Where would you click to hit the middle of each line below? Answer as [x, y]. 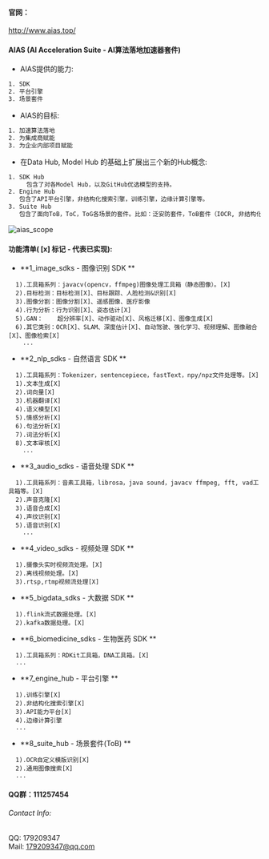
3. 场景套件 [26, 99]
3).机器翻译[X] [38, 401]
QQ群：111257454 [39, 794]
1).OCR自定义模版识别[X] [52, 761]
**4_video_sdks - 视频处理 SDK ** [77, 548]
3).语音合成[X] [38, 508]
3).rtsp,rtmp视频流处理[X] [58, 582]
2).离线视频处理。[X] [47, 574]
